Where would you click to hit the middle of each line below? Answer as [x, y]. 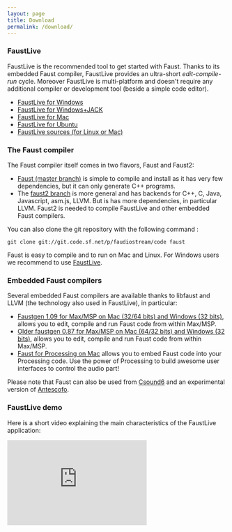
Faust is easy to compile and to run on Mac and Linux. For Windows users [113, 255]
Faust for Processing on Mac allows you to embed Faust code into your [119, 354]
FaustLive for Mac [43, 117]
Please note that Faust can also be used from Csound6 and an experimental [116, 382]
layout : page [26, 14]
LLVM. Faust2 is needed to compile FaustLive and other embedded [114, 208]
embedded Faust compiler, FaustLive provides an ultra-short [94, 73]
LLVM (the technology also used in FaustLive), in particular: [92, 303]
